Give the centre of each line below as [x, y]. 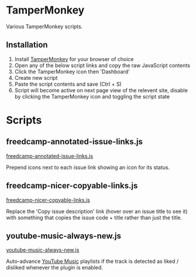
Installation [27, 45]
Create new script [36, 77]
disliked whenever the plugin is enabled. [55, 268]
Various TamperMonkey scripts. [44, 26]
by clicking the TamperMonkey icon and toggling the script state [92, 96]
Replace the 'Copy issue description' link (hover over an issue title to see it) [97, 211]
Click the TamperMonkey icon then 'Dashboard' [72, 72]
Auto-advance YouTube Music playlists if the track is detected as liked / [92, 261]
